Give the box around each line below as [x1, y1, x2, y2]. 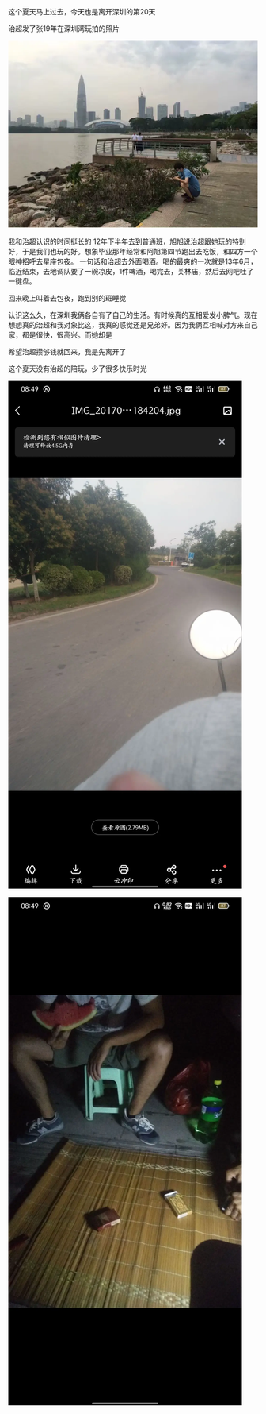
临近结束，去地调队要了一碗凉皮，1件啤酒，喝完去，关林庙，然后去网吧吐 [8, 267, 247, 276]
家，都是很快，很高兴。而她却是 [8, 330, 112, 339]
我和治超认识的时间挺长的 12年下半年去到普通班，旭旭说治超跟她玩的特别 [8, 237, 247, 246]
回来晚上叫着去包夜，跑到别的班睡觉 [8, 293, 127, 303]
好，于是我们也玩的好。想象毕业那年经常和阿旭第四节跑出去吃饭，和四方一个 [8, 247, 258, 256]
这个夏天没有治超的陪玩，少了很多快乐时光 [8, 364, 147, 373]
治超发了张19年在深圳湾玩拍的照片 [8, 24, 120, 33]
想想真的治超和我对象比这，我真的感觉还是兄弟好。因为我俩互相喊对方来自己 [8, 320, 258, 330]
